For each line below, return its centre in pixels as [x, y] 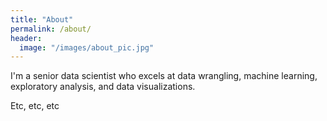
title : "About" [42, 19]
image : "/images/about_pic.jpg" [87, 47]
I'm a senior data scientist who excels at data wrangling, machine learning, [164, 76]
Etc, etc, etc [35, 106]
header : [26, 38]
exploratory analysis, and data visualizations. [103, 87]
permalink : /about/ [51, 29]
